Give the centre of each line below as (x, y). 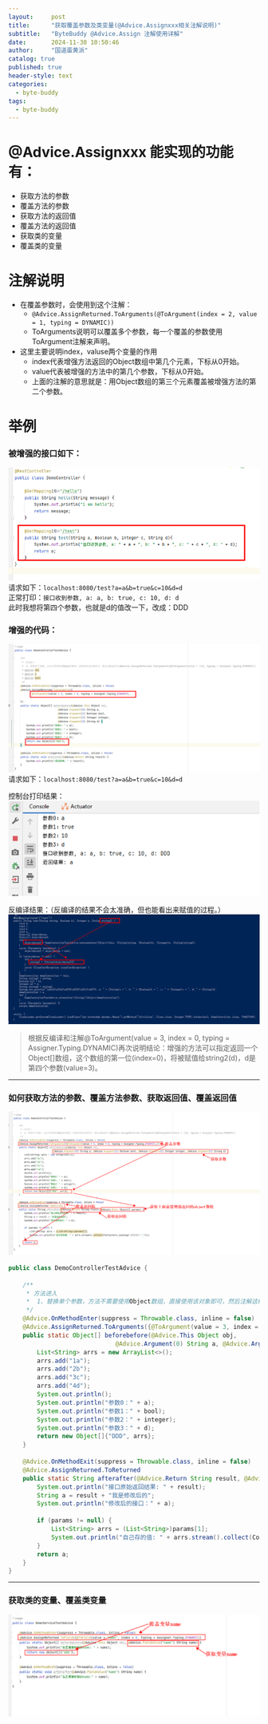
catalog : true (32, 59)
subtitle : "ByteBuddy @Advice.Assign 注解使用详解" (96, 34)
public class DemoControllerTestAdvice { (78, 1268)
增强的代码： (33, 631)
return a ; (53, 1554)
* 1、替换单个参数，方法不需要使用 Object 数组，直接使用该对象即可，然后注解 (139, 1302)
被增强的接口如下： (45, 453)
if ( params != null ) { (75, 1520)
